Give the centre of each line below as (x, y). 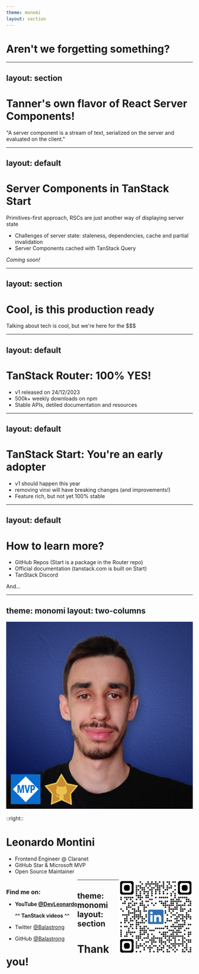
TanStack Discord (36, 575)
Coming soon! (23, 260)
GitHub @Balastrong (40, 939)
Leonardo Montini (51, 842)
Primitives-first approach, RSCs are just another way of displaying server (95, 218)
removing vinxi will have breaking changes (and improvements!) (92, 490)
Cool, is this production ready (81, 309)
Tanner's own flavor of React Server (97, 104)
